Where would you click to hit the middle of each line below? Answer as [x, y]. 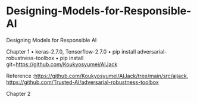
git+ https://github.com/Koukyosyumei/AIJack [62, 64]
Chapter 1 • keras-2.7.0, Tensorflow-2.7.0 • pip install [71, 51]
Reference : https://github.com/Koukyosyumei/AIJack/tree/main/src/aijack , [97, 76]
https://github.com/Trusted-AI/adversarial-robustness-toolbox [82, 82]
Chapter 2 [18, 93]
